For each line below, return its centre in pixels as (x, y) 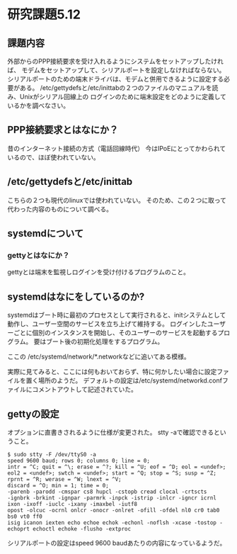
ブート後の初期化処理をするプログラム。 (105, 341)
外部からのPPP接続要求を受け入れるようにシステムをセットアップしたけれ (116, 61)
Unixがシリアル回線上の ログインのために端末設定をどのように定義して (123, 97)
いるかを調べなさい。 (38, 106)
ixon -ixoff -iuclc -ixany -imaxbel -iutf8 (73, 504)
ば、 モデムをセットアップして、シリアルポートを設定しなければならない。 (116, 70)
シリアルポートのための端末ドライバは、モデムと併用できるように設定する (116, 79)
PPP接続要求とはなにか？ (63, 130)
